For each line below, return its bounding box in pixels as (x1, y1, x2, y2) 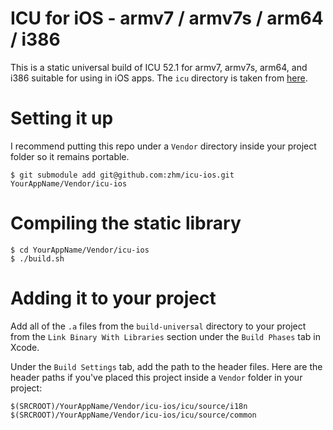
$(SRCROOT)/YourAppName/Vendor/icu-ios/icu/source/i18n (10, 401, 248, 411)
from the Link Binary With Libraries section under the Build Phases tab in (10, 330, 321, 342)
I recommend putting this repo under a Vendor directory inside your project (10, 140, 317, 152)
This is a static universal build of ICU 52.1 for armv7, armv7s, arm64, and (10, 61, 308, 73)
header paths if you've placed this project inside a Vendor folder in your (10, 371, 303, 383)
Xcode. (10, 341, 40, 353)
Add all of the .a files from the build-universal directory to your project (10, 320, 307, 332)
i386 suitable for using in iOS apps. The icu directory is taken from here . (10, 72, 308, 84)
